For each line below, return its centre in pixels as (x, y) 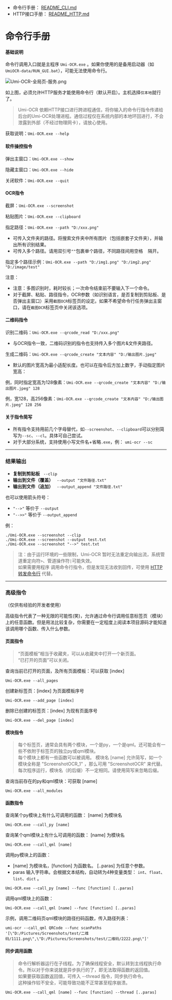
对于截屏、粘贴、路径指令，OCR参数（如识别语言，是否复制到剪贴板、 (87, 294)
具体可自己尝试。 (67, 436)
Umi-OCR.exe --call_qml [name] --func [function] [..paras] (71, 908)
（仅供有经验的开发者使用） (35, 605)
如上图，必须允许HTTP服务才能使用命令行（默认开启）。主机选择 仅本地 (79, 93)
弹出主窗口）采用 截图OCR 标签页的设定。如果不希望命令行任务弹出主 (87, 301)
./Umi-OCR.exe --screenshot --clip (43, 535)
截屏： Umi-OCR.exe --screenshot (40, 205)
